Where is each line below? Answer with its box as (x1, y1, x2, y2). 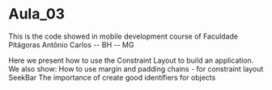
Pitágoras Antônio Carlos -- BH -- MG (8, 39, 134, 49)
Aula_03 (8, 5, 66, 23)
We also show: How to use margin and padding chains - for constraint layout (8, 63, 264, 73)
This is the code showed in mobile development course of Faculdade (8, 31, 239, 41)
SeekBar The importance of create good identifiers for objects (8, 72, 216, 82)
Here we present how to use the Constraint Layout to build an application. (8, 55, 254, 65)
